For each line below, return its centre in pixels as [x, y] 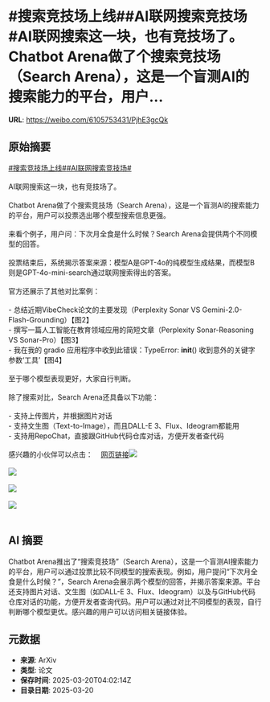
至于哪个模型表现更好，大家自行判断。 [72, 378]
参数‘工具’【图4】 [37, 359]
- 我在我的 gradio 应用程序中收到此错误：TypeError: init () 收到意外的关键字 [132, 350]
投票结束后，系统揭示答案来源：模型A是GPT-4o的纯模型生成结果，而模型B [132, 262]
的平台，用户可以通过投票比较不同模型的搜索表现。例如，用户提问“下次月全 [133, 571]
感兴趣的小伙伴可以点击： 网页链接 [69, 454]
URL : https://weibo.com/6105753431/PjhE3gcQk [88, 119]
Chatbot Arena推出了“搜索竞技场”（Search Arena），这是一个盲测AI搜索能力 [133, 561]
